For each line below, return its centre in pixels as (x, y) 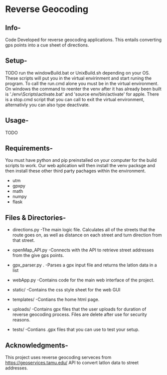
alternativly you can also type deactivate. (47, 105)
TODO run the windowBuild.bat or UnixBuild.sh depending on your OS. (78, 73)
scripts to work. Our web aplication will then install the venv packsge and (80, 166)
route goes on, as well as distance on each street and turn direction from (87, 235)
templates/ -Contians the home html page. (56, 299)
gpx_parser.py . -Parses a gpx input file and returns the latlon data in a (84, 265)
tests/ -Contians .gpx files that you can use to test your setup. (76, 329)
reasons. (21, 320)
